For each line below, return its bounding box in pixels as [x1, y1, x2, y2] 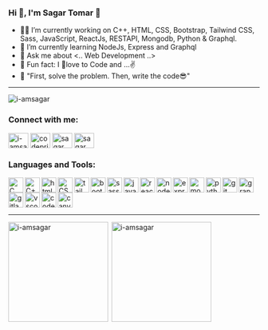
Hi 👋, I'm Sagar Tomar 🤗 [8, 7, 101, 18]
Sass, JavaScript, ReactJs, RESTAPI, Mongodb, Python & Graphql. [19, 34, 238, 43]
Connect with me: [8, 114, 79, 125]
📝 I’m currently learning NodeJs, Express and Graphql [19, 42, 197, 52]
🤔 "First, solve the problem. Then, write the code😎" [19, 71, 191, 81]
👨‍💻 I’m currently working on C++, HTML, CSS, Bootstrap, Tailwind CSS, [19, 26, 255, 35]
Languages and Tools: [8, 159, 96, 170]
